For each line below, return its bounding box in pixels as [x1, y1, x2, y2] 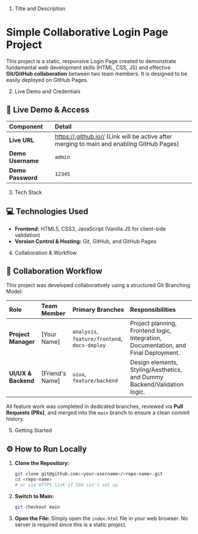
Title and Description [14, 5, 66, 12]
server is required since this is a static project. [14, 521, 127, 528]
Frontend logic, [130, 327, 172, 335]
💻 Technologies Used [6, 206, 88, 217]
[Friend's [41, 370, 67, 378]
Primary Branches [72, 306, 125, 314]
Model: [6, 288, 24, 295]
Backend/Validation [130, 380, 184, 388]
